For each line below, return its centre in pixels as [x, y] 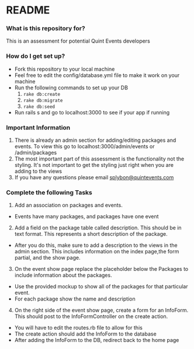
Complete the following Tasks [49, 192]
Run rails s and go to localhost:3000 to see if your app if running [92, 112]
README [28, 10]
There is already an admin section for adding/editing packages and [95, 140]
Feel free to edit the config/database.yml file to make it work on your [97, 75]
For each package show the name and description [75, 299]
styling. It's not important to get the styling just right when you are [94, 165]
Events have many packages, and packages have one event [86, 217]
